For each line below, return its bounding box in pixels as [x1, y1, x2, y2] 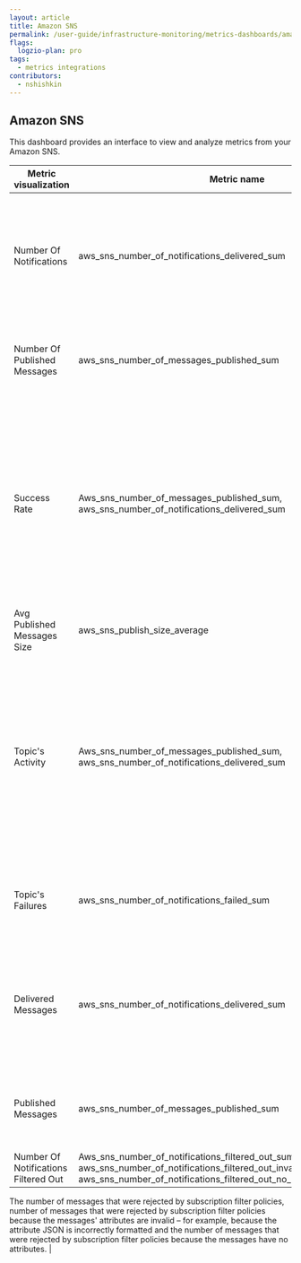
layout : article [9, 13, 70, 22]
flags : [9, 38, 34, 48]
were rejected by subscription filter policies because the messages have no [9, 1234, 288, 1245]
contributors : [9, 72, 63, 81]
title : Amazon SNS [9, 22, 78, 30]
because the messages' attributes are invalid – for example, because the [9, 1215, 278, 1226]
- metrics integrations [17, 64, 106, 73]
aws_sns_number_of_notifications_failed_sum [78, 894, 271, 906]
